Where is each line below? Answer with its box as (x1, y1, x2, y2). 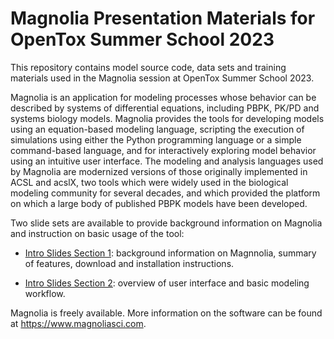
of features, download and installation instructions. (24, 257, 235, 269)
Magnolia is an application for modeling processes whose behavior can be (10, 91, 317, 103)
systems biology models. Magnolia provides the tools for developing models (10, 112, 325, 124)
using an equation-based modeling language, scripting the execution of (10, 123, 305, 135)
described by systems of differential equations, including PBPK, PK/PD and (10, 102, 320, 114)
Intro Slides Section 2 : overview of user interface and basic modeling (24, 277, 310, 289)
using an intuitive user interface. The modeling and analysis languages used (10, 155, 324, 167)
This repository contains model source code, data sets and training (10, 61, 287, 73)
